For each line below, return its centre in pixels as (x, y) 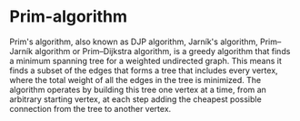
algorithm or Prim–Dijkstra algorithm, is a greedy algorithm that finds (163, 51)
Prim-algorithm (69, 17)
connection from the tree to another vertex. (90, 108)
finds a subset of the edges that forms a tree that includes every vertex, (144, 70)
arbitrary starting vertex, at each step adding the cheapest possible (135, 99)
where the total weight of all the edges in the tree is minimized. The (135, 79)
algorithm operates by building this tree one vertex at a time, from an (138, 89)
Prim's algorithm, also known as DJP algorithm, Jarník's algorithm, (134, 42)
